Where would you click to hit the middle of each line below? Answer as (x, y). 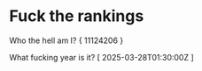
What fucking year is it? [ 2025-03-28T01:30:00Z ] (102, 57)
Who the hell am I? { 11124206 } (66, 40)
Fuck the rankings (77, 16)
